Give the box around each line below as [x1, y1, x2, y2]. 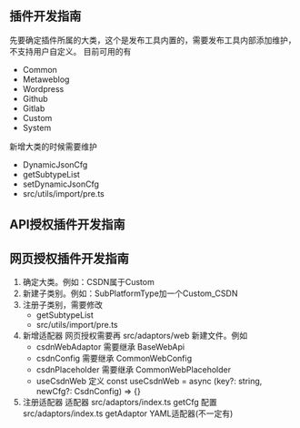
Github [22, 93, 48, 104]
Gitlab [22, 103, 45, 114]
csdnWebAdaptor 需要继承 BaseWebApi [35, 341, 185, 352]
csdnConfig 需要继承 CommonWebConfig [35, 353, 193, 364]
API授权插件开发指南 [9, 217, 125, 232]
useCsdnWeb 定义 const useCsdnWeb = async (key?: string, [35, 376, 263, 387]
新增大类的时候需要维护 [9, 140, 97, 152]
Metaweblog [22, 74, 70, 85]
